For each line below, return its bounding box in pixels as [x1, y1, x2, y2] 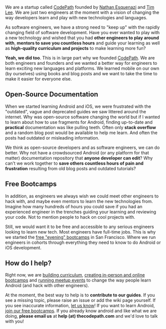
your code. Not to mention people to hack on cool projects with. [5, 214, 135, 220]
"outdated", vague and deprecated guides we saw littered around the [5, 108, 146, 114]
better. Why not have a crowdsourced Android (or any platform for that [5, 149, 150, 155]
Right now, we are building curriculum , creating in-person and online [5, 272, 145, 278]
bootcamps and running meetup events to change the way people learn [5, 277, 151, 283]
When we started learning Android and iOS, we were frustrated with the [5, 103, 151, 109]
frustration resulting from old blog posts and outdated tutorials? [5, 165, 136, 171]
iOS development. [5, 244, 42, 250]
